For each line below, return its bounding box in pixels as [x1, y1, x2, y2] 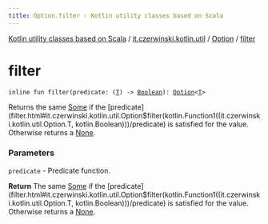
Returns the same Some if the [8, 102, 106, 112]
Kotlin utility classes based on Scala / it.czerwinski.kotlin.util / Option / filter [8, 34, 256, 43]
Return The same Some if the [8, 181, 106, 190]
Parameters [8, 147, 54, 158]
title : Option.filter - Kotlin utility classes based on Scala [8, 11, 224, 20]
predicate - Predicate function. [8, 166, 110, 175]
